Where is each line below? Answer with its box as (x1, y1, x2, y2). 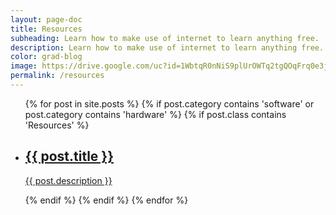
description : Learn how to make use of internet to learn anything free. (10, 42, 325, 53)
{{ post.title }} (24, 148, 115, 165)
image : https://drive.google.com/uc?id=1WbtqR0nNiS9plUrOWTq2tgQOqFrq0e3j (10, 61, 329, 71)
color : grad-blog (10, 52, 83, 62)
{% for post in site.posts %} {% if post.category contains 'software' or (24, 97, 315, 110)
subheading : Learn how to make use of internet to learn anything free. (10, 33, 320, 43)
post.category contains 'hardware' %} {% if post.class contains (24, 108, 287, 120)
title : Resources (10, 24, 83, 34)
